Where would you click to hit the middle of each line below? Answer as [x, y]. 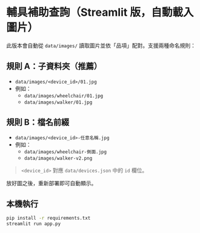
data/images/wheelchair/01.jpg [64, 96]
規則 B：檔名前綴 [38, 123]
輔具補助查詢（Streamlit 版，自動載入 [100, 12]
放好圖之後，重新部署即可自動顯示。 [52, 183]
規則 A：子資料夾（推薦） [54, 66]
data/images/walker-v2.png [58, 158]
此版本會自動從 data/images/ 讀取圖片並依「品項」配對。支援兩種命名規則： [101, 45]
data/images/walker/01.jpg [58, 102]
